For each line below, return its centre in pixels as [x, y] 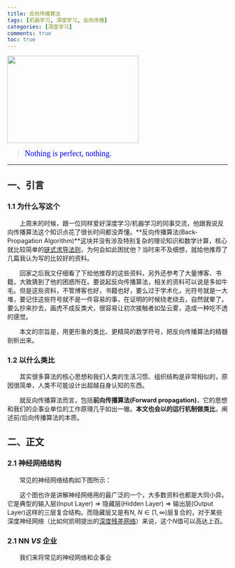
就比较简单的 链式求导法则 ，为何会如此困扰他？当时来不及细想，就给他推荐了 [117, 249]
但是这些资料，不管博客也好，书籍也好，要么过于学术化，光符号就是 [117, 290]
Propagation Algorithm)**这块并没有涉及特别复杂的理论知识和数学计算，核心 [117, 240]
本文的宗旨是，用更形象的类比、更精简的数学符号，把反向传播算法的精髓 [124, 331]
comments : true [29, 33]
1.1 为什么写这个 [34, 207]
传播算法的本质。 [59, 418]
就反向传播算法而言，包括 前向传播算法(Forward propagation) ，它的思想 [124, 400]
